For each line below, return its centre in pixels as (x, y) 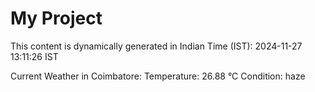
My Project (56, 18)
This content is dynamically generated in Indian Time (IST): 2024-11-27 (156, 46)
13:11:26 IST (34, 56)
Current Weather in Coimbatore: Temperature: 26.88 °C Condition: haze (158, 76)
